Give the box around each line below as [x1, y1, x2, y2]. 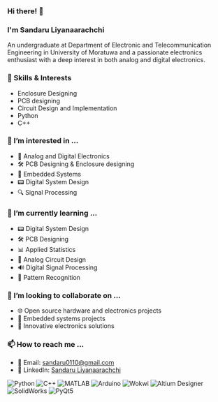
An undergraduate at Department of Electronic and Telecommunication [7, 41, 212, 50]
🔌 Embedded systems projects [17, 314, 106, 323]
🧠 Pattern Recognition [17, 274, 80, 282]
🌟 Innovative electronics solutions [17, 322, 115, 330]
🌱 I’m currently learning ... [7, 208, 98, 218]
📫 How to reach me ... [7, 340, 85, 350]
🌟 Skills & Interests [7, 73, 72, 83]
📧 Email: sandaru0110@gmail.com [17, 358, 115, 366]
